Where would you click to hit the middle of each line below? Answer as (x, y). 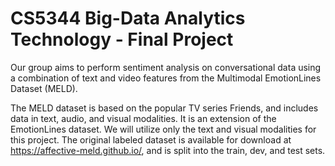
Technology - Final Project (122, 39)
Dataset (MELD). (44, 88)
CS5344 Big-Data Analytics (128, 18)
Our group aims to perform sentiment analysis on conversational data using (166, 67)
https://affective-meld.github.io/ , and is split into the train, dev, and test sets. (168, 150)
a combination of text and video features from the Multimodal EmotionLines (166, 78)
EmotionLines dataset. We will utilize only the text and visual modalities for (163, 129)
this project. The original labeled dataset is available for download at (151, 139)
